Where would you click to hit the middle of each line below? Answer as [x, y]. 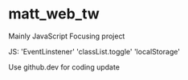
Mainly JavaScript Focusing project [67, 36]
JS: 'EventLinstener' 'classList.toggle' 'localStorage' [94, 51]
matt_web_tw [54, 14]
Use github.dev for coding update [64, 67]
